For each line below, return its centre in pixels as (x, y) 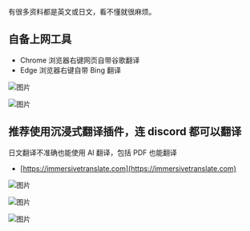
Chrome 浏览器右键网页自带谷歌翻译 (80, 60)
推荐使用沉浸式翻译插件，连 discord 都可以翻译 (125, 131)
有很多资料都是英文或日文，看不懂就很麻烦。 (82, 12)
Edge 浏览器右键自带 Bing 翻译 (71, 70)
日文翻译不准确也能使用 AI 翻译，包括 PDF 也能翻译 (93, 152)
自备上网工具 (40, 40)
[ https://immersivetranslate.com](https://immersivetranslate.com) (128, 168)
